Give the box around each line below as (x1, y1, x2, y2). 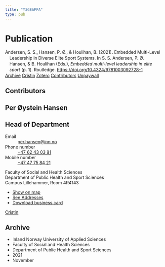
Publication (5, 33, 53, 44)
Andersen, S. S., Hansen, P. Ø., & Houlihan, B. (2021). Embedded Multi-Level (5, 49, 161, 55)
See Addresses (12, 194, 43, 200)
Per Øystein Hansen (5, 103, 68, 112)
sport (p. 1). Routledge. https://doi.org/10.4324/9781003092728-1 (9, 67, 143, 73)
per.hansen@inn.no (17, 138, 57, 144)
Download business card (12, 200, 63, 205)
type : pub (5, 12, 26, 17)
